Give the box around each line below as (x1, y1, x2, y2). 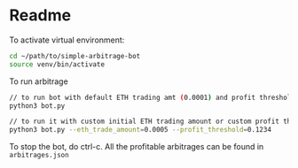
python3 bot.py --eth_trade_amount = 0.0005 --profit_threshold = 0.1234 (9, 126, 272, 134)
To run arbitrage (9, 76, 68, 87)
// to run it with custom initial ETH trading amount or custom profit (9, 117, 279, 126)
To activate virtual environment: (9, 34, 125, 45)
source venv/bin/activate (9, 59, 105, 69)
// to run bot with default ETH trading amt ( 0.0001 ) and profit (9, 93, 255, 102)
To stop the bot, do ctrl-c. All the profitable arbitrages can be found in (9, 141, 264, 152)
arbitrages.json (9, 151, 69, 160)
